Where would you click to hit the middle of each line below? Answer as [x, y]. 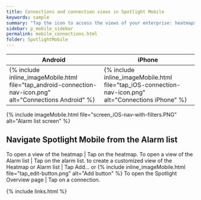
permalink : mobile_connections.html [52, 34]
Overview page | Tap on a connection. [53, 180]
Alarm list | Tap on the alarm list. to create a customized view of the [89, 160]
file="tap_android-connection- [53, 85]
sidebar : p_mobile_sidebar [40, 28]
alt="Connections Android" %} [52, 100]
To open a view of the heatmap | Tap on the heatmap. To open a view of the [100, 154]
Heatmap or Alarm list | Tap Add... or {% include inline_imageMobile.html [96, 167]
